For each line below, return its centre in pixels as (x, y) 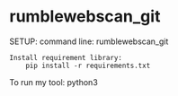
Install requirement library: (66, 57)
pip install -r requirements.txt (88, 65)
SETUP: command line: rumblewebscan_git (89, 41)
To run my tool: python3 (54, 82)
